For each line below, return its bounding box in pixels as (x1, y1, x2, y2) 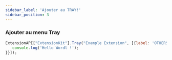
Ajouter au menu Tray (5, 29, 60, 36)
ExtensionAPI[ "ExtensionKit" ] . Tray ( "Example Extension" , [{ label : (5, 40, 150, 46)
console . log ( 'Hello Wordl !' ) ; (12, 45, 79, 50)
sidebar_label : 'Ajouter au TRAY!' (5, 7, 81, 13)
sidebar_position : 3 (5, 12, 50, 17)
